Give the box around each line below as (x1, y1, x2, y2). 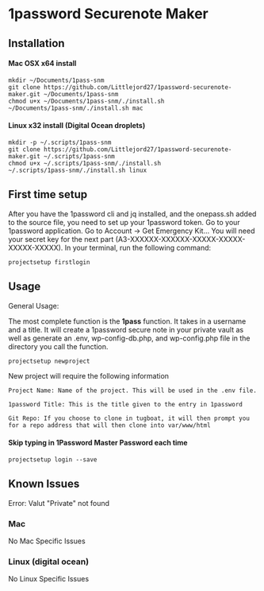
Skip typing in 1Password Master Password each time (8, 438, 188, 448)
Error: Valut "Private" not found (8, 498, 109, 507)
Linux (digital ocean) (8, 556, 90, 567)
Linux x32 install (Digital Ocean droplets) (8, 121, 146, 130)
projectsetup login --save (8, 455, 98, 464)
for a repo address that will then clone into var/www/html (8, 421, 212, 430)
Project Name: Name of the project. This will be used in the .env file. (8, 387, 258, 395)
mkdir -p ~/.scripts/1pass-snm (8, 138, 112, 146)
